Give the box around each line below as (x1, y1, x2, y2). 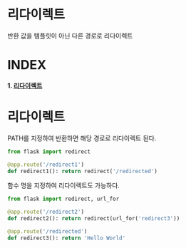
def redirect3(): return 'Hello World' (7, 234, 126, 242)
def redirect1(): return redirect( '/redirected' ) (7, 167, 158, 175)
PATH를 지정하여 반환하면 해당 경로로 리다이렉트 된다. (7, 133, 157, 143)
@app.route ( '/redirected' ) (7, 228, 88, 235)
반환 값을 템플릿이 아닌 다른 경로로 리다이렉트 (7, 31, 133, 40)
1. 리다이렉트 (7, 81, 43, 90)
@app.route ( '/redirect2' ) (7, 208, 84, 216)
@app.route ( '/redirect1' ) (7, 161, 84, 168)
